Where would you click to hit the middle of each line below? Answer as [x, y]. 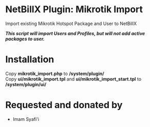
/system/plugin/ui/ [26, 84]
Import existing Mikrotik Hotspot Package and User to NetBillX [71, 23]
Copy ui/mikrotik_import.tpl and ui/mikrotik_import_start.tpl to [73, 79]
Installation [30, 59]
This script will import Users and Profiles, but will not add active [75, 33]
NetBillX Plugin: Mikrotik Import [74, 9]
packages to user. [25, 39]
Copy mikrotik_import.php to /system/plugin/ [55, 73]
